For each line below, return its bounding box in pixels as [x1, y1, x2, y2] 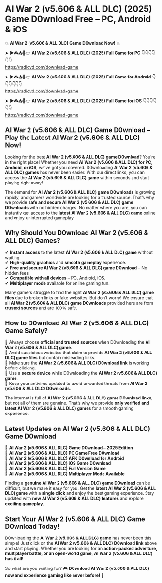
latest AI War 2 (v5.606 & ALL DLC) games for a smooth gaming [5, 405, 134, 411]
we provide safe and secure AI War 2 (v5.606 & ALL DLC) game [5, 199, 133, 205]
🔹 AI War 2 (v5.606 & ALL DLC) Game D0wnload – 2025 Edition [5, 445, 133, 451]
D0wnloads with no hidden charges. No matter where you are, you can [5, 204, 147, 210]
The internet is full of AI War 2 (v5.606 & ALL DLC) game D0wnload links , [5, 395, 153, 401]
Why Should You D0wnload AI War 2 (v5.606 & [5, 229, 148, 237]
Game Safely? [5, 326, 48, 335]
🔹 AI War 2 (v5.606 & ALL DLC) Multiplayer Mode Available [5, 471, 125, 476]
